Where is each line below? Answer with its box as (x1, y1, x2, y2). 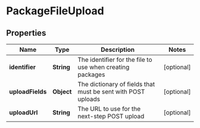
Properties (6, 28, 46, 38)
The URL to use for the (77, 105, 141, 113)
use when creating (77, 63, 130, 71)
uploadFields (9, 88, 47, 96)
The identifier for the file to (77, 55, 153, 64)
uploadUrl (9, 108, 38, 117)
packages (77, 70, 105, 79)
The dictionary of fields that (77, 80, 155, 88)
